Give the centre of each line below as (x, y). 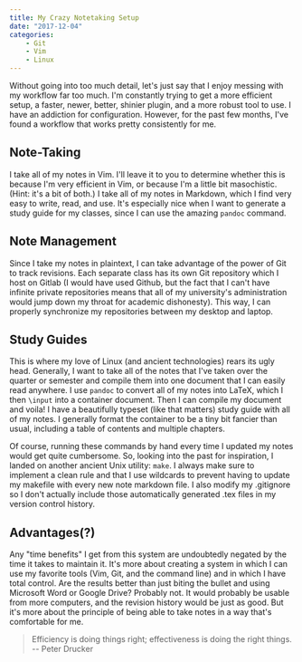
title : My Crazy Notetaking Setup (75, 18)
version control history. (52, 504)
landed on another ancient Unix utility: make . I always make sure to (132, 465)
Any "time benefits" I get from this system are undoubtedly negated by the (148, 554)
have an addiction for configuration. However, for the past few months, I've (149, 115)
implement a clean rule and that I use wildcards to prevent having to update (150, 475)
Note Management (63, 241)
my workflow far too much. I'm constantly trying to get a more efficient (141, 95)
